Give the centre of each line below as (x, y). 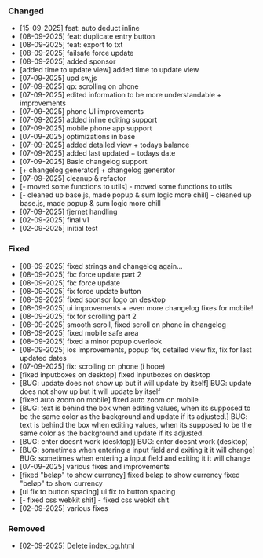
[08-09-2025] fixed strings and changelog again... (101, 266)
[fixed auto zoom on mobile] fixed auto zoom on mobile (109, 399)
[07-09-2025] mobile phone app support (86, 128)
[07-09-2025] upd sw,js (58, 78)
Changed (26, 11)
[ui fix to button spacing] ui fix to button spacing (97, 491)
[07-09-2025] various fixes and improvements (95, 466)
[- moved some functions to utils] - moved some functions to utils (126, 187)
